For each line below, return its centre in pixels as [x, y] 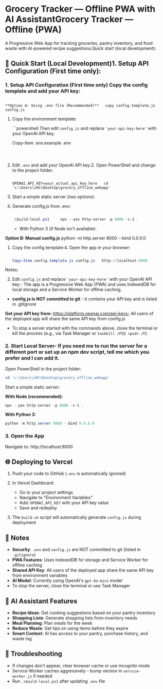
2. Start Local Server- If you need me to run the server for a [76, 346]
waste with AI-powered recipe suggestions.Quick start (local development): [81, 48]
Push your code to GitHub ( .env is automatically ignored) [69, 473]
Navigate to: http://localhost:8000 [39, 447]
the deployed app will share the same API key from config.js [65, 319]
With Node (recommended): [34, 396]
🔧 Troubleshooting [34, 654]
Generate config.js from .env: [42, 206]
